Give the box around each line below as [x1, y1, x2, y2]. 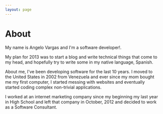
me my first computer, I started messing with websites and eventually [5, 79, 145, 85]
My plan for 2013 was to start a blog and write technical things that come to [5, 54, 158, 60]
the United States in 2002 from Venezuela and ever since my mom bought [5, 74, 155, 80]
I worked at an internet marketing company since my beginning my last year [5, 93, 158, 99]
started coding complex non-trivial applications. [5, 84, 102, 90]
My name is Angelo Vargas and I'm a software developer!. [5, 45, 122, 50]
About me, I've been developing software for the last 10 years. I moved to [5, 68, 153, 74]
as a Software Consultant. [5, 104, 57, 110]
